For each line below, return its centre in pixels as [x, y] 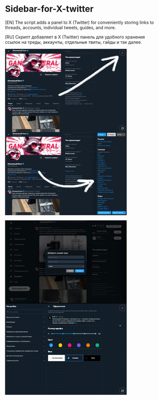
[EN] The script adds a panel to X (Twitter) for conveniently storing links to [79, 22]
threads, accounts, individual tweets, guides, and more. [61, 27]
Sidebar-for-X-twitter [49, 9]
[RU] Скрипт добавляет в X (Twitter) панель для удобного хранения [75, 37]
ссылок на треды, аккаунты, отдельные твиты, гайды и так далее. [74, 42]
